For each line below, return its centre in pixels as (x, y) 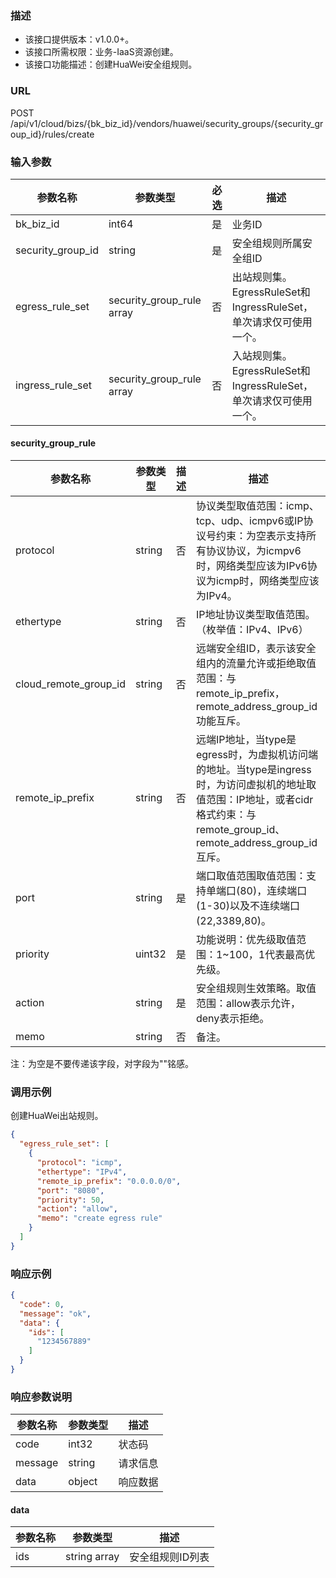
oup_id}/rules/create (52, 134)
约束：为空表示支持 (261, 536)
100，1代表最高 (267, 955)
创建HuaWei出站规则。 (57, 1116)
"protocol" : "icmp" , (79, 1163)
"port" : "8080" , (70, 1190)
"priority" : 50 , (70, 1200)
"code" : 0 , (42, 1304)
